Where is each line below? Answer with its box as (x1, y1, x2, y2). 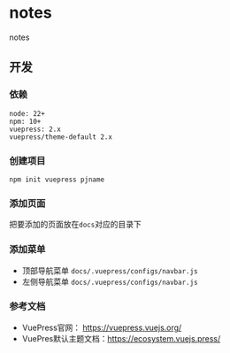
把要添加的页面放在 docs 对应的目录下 (9, 219, 142, 230)
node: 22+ (9, 109, 46, 118)
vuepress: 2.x (9, 125, 62, 134)
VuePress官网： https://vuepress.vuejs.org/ (21, 322, 182, 333)
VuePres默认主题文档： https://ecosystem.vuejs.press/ (21, 333, 221, 343)
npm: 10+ (9, 117, 42, 126)
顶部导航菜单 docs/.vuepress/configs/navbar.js (21, 265, 198, 276)
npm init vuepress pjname (9, 175, 104, 184)
